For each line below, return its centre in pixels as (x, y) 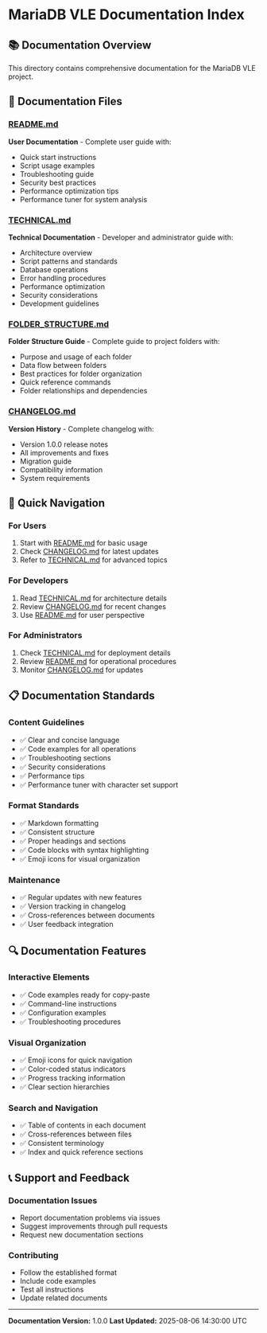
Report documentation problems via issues (90, 1218)
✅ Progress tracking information (72, 1078)
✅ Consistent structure (57, 832)
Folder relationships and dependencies (83, 391)
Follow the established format (68, 1272)
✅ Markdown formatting (59, 823)
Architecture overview (56, 252)
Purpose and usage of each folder (76, 357)
